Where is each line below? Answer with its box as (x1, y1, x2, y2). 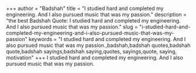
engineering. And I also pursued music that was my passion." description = (6, 11, 187, 18)
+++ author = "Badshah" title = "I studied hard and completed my (6, 5, 164, 12)
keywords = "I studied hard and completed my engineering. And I (28, 36, 186, 42)
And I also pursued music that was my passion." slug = (6, 23, 139, 30)
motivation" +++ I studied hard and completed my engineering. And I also (6, 54, 183, 61)
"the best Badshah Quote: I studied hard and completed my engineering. (6, 17, 181, 24)
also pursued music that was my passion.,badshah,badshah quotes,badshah (6, 42, 191, 49)
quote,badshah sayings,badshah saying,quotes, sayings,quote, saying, (6, 48, 177, 54)
